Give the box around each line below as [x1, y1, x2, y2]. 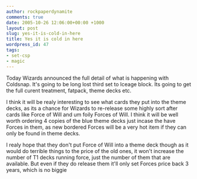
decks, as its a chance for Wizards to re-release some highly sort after [6, 105, 178, 112]
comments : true [6, 14, 44, 20]
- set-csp [6, 53, 31, 58]
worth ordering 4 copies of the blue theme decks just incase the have [6, 117, 176, 124]
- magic [6, 58, 25, 64]
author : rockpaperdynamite [6, 8, 73, 15]
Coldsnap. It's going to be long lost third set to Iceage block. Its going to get [6, 80, 191, 87]
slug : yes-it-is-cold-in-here [6, 31, 81, 37]
